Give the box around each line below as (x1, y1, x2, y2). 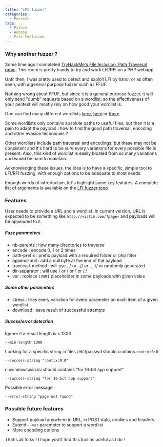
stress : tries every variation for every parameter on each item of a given (12, 297, 158, 303)
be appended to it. (5, 218, 42, 225)
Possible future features (5, 405, 64, 412)
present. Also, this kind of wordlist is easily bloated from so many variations (5, 150, 157, 156)
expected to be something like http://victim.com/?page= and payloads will (5, 213, 156, 219)
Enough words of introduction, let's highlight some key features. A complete (5, 180, 158, 186)
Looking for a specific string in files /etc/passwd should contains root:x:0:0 (5, 349, 159, 355)
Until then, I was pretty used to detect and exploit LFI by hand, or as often (5, 76, 153, 82)
